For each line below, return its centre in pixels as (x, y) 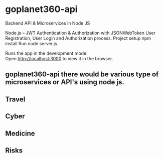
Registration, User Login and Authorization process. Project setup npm (78, 38)
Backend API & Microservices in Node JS (48, 23)
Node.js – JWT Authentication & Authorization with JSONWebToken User (80, 33)
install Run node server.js (31, 43)
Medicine (20, 133)
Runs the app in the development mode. (46, 53)
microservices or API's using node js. (65, 82)
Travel (15, 99)
